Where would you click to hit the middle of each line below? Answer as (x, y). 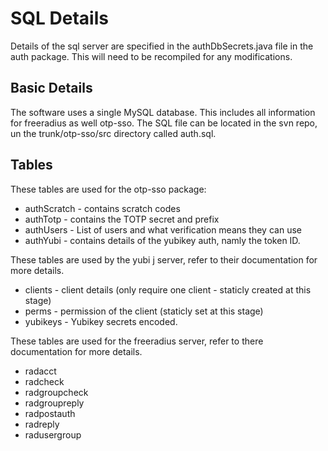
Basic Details (51, 88)
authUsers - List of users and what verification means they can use (163, 229)
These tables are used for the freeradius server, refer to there (137, 341)
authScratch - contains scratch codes (102, 208)
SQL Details (59, 18)
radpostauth (50, 413)
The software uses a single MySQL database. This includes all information (163, 112)
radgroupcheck (56, 392)
